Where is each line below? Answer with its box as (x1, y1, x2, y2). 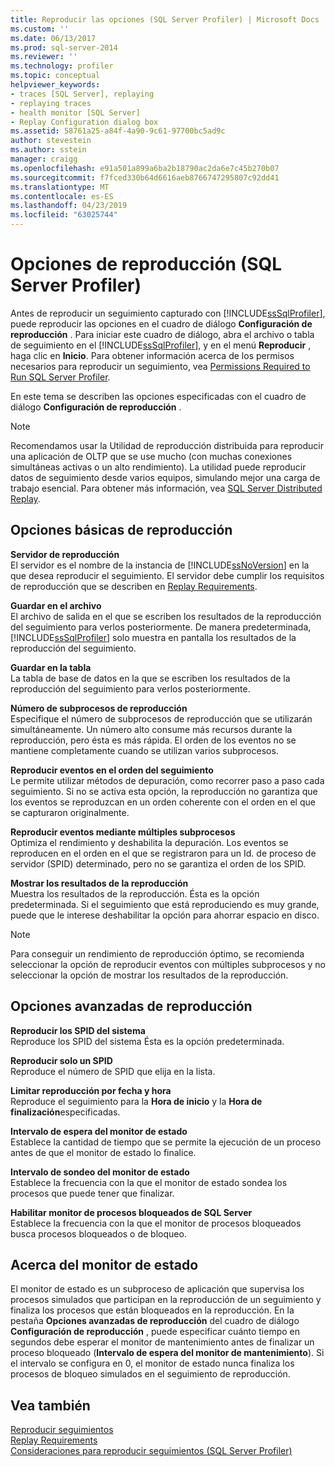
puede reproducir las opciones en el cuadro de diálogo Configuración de (10, 317, 313, 330)
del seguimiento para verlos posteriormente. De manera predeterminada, (10, 621, 312, 633)
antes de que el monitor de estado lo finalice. (10, 1146, 197, 1158)
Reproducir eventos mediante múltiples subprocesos (10, 826, 236, 838)
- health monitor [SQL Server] (10, 107, 141, 118)
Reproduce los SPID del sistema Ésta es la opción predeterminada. (10, 1035, 285, 1047)
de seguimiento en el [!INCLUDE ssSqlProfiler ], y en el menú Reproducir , (10, 339, 312, 351)
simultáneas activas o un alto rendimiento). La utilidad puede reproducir (10, 461, 307, 473)
